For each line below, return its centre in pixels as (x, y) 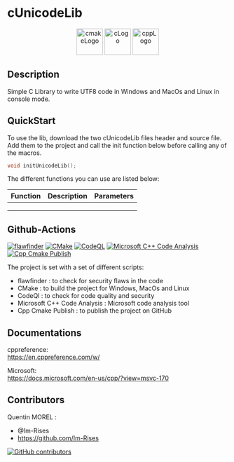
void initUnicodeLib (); (42, 165)
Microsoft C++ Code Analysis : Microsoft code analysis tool (103, 304)
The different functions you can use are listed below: (83, 179)
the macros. (25, 153)
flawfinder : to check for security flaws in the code (90, 281)
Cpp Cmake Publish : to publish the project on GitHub (94, 311)
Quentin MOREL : (32, 417)
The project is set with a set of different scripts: (76, 267)
